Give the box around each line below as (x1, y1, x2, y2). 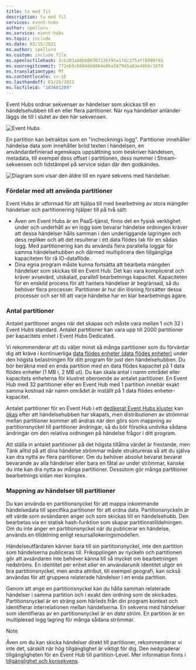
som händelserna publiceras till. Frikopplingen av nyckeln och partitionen (6, 548, 183, 556)
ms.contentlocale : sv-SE (6, 74, 67, 80)
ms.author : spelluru (6, 47, 57, 53)
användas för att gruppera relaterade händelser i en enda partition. (6, 573, 167, 580)
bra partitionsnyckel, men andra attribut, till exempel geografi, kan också (6, 567, 181, 574)
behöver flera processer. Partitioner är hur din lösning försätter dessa (14, 286, 182, 293)
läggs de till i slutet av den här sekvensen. (6, 113, 107, 120)
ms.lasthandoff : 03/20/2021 (6, 80, 75, 85)
